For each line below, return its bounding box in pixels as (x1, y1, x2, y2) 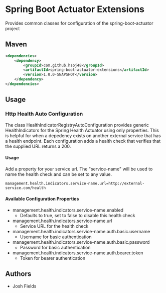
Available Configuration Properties (5, 196, 79, 202)
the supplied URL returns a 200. (5, 143, 71, 149)
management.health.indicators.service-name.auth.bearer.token (12, 250, 143, 256)
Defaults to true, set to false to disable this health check (20, 212, 135, 218)
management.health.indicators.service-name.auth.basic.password (12, 239, 150, 245)
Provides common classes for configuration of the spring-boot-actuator (5, 20, 153, 26)
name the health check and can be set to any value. (5, 171, 112, 177)
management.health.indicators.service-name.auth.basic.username (12, 228, 150, 234)
